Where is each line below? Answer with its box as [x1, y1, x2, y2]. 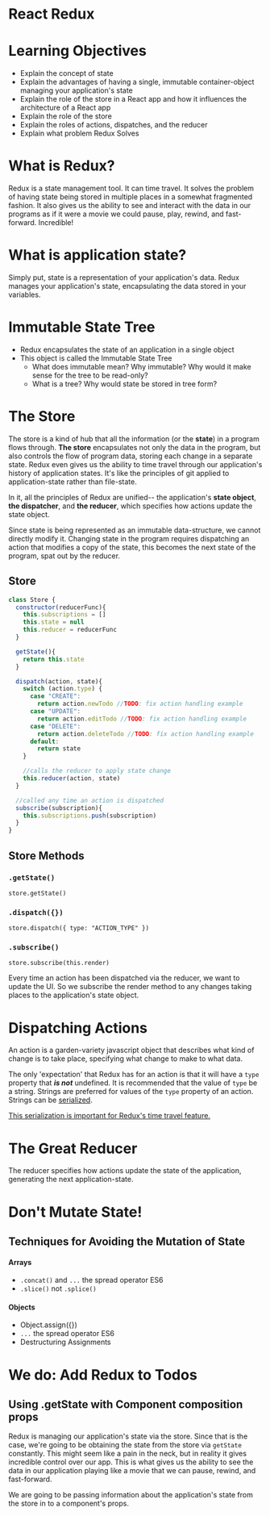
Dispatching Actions [8, 1018, 147, 1037]
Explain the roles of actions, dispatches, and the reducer [19, 120, 208, 130]
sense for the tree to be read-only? [31, 370, 148, 380]
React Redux [8, 5, 95, 23]
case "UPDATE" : [29, 708, 81, 716]
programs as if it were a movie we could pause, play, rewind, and [8, 209, 224, 219]
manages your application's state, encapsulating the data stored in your [8, 282, 247, 290]
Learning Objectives [8, 42, 147, 61]
